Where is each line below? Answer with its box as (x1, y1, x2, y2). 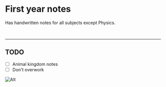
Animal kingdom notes (12, 61, 58, 67)
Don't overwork (12, 66, 44, 72)
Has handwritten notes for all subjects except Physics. (5, 20, 116, 26)
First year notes (5, 3, 71, 15)
